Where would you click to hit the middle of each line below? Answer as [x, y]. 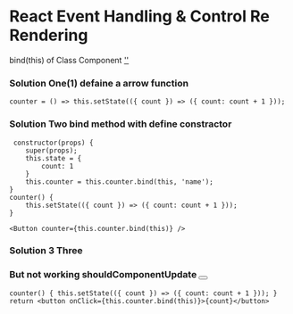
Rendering [49, 35]
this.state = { [54, 158]
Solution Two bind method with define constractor [121, 124]
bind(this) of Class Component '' [69, 60]
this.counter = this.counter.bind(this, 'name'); [120, 182]
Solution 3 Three [46, 251]
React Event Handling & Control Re [139, 17]
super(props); [51, 150]
